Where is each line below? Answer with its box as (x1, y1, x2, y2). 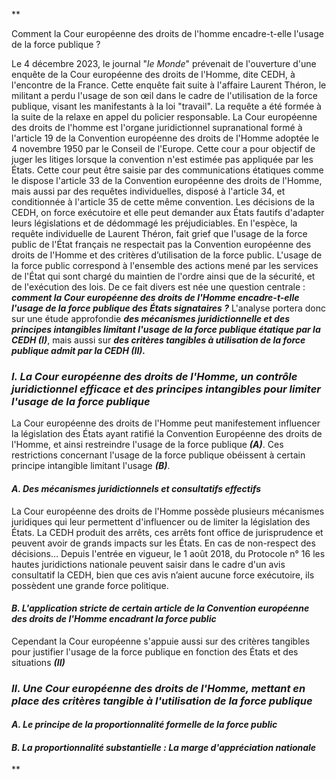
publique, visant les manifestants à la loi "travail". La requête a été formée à (11, 100, 322, 112)
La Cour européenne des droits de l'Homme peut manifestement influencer (11, 417, 321, 429)
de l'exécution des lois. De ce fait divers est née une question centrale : (11, 281, 306, 293)
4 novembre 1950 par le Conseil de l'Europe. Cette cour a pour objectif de (11, 143, 316, 154)
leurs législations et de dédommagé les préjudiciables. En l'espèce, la (11, 217, 298, 229)
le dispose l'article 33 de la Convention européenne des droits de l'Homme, (11, 175, 323, 186)
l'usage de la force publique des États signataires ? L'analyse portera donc (11, 302, 327, 314)
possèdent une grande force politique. (11, 579, 169, 591)
